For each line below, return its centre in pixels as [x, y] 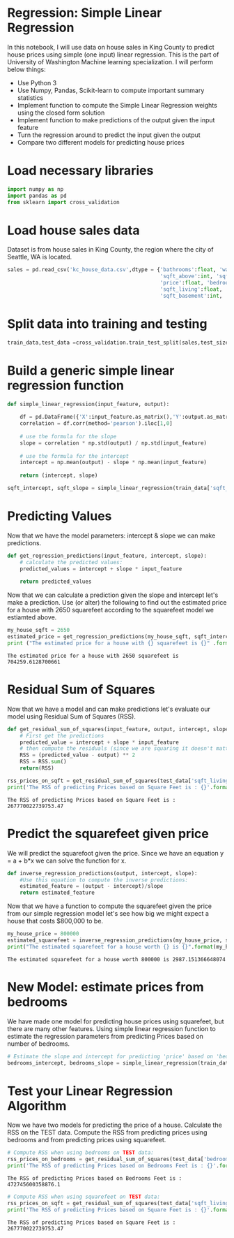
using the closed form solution [61, 113]
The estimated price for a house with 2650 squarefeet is [93, 656]
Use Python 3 [37, 82]
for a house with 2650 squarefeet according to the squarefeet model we [111, 610]
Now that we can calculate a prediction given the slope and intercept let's [113, 595]
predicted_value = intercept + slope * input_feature [99, 742]
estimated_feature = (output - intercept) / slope [92, 886]
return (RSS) [37, 768]
